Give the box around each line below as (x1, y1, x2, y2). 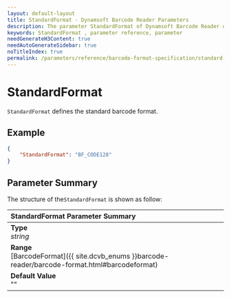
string (10, 231, 30, 241)
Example (7, 127, 45, 139)
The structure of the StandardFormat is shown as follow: (7, 195, 163, 203)
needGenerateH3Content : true (7, 36, 91, 43)
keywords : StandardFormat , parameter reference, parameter (7, 29, 184, 36)
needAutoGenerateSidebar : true (7, 42, 97, 49)
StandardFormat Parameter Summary (10, 211, 136, 220)
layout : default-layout (7, 10, 76, 17)
